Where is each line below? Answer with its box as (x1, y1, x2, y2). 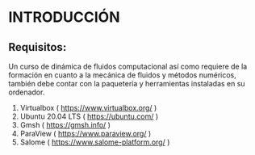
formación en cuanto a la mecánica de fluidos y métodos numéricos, (8, 70, 236, 80)
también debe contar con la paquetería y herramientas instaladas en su (8, 79, 245, 88)
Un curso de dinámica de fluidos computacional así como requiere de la (8, 61, 248, 71)
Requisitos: (8, 40, 67, 54)
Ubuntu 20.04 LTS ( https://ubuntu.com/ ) (19, 111, 159, 121)
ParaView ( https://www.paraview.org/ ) (19, 129, 152, 138)
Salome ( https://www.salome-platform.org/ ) (19, 137, 170, 147)
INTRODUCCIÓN (8, 8, 120, 27)
